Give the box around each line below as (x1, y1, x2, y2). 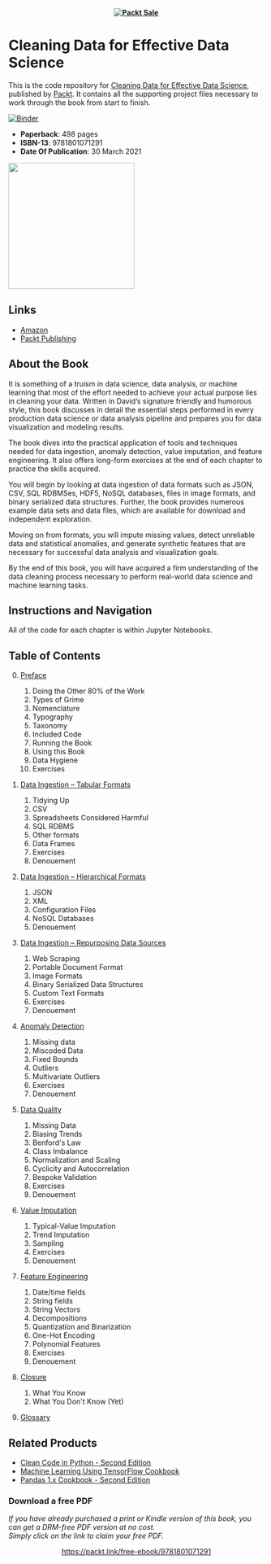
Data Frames (32, 839, 75, 849)
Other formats (32, 830, 80, 840)
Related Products (8, 1436, 97, 1450)
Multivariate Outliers (32, 1072, 101, 1081)
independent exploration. (8, 513, 92, 524)
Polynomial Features (32, 1339, 101, 1349)
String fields (32, 1296, 73, 1306)
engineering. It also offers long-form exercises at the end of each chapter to (8, 455, 263, 465)
